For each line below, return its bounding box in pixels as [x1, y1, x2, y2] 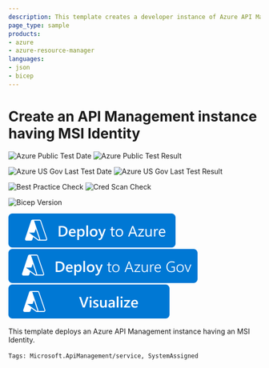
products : [8, 30, 42, 38]
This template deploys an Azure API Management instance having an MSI [8, 326, 251, 336]
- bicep [8, 72, 34, 80]
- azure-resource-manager [8, 46, 94, 55]
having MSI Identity [8, 124, 141, 142]
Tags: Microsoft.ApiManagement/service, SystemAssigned [8, 352, 199, 360]
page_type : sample [8, 21, 70, 30]
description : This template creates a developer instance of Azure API [8, 13, 252, 21]
